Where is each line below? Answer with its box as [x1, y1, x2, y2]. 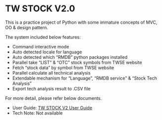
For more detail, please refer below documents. [5, 95, 102, 101]
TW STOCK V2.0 [5, 3, 75, 14]
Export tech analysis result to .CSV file [12, 85, 91, 91]
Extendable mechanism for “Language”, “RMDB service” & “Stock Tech [12, 75, 157, 81]
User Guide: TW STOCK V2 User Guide [12, 105, 93, 111]
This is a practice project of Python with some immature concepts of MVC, [5, 19, 158, 25]
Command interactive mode [12, 43, 69, 49]
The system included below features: [5, 34, 81, 40]
